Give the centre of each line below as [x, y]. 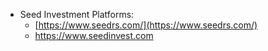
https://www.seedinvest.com [94, 35]
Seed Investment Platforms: [77, 14]
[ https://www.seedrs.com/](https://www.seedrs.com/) [146, 25]
